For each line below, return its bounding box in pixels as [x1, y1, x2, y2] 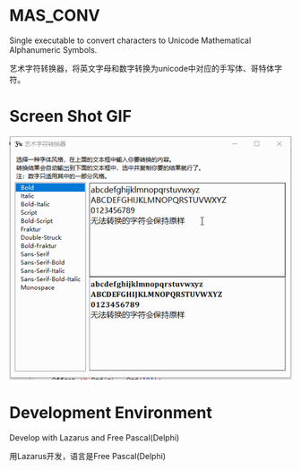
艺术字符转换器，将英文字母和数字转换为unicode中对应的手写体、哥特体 [9, 63, 275, 73]
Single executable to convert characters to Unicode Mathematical [9, 35, 252, 46]
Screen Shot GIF [9, 107, 133, 126]
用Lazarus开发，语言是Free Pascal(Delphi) [9, 450, 167, 461]
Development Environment [9, 402, 212, 423]
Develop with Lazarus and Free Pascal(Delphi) [9, 432, 180, 443]
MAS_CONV [9, 5, 100, 26]
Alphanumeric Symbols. [9, 44, 98, 55]
